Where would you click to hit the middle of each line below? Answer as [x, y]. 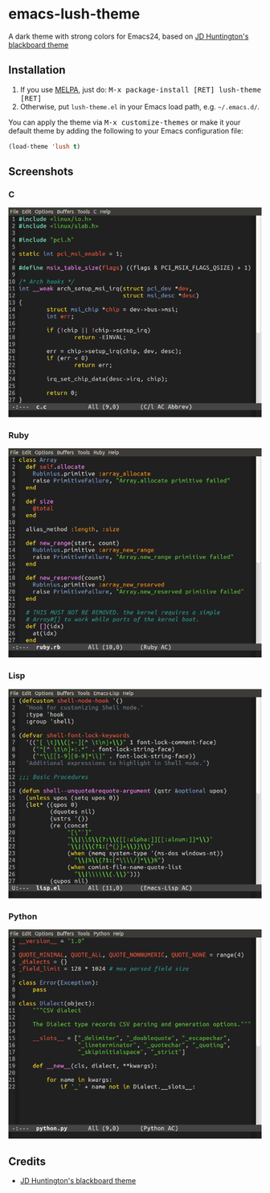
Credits [27, 1161]
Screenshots [41, 172]
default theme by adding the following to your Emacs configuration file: [126, 130]
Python [23, 916]
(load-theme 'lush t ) [45, 146]
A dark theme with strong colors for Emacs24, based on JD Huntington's [129, 36]
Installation [37, 70]
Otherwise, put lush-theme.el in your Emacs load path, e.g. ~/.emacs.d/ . [139, 106]
